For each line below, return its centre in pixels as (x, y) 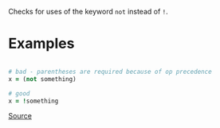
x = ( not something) (43, 79)
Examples (41, 44)
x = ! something (33, 101)
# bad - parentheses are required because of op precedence (110, 72)
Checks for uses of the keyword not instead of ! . (88, 12)
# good (19, 93)
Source (20, 116)
